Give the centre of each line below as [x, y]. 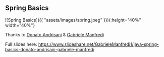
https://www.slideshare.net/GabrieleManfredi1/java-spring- [98, 44]
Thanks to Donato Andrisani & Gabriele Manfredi [55, 34]
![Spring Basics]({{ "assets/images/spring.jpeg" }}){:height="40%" [73, 20]
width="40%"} [20, 25]
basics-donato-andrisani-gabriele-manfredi [50, 49]
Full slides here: [21, 44]
